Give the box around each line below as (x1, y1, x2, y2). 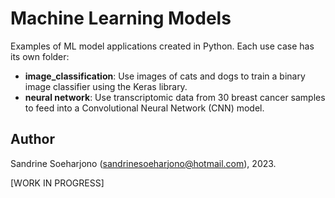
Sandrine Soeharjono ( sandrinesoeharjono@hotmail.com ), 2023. (10, 157, 277, 169)
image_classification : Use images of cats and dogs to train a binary (24, 70, 306, 82)
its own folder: (10, 50, 70, 62)
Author (10, 131, 55, 148)
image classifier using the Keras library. (24, 80, 188, 92)
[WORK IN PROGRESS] (10, 177, 105, 189)
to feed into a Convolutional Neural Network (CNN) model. (24, 102, 265, 114)
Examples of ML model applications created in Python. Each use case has (10, 40, 315, 52)
